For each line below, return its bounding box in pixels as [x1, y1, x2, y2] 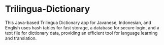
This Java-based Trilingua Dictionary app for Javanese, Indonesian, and [5, 20, 152, 25]
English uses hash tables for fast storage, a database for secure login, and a [5, 24, 160, 30]
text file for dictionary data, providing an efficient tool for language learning [5, 30, 158, 36]
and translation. [5, 35, 37, 41]
